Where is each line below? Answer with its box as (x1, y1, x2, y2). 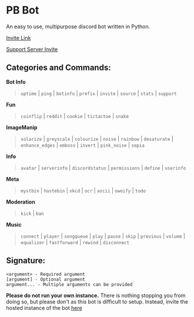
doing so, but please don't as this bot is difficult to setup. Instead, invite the (6, 298, 188, 305)
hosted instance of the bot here (6, 304, 82, 311)
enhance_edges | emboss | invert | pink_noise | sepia (20, 141, 145, 149)
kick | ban (20, 210, 44, 217)
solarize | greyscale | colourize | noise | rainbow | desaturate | (20, 135, 173, 142)
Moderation (6, 198, 35, 205)
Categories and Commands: (6, 63, 111, 73)
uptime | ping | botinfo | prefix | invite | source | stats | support (20, 89, 178, 97)
